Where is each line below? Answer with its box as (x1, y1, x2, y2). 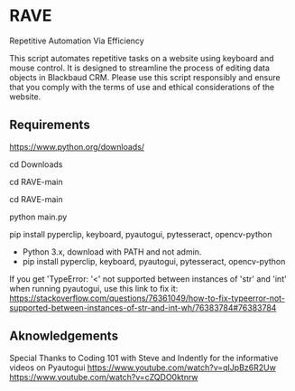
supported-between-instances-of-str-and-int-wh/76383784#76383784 (9, 302, 277, 312)
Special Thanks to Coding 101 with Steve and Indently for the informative (9, 352, 279, 363)
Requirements (9, 117, 90, 133)
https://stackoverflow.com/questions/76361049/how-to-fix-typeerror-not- (9, 293, 286, 303)
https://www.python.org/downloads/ (9, 141, 145, 152)
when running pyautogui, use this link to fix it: (9, 283, 179, 293)
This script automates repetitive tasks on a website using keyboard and (9, 52, 274, 63)
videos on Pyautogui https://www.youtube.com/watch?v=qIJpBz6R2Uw (9, 362, 277, 373)
